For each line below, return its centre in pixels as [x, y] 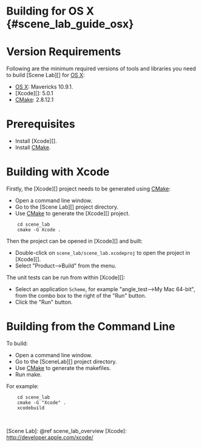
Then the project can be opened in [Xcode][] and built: [75, 241]
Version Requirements [64, 52]
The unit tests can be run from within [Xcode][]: [66, 277]
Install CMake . [33, 147]
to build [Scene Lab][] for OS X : [45, 75]
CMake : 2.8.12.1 [34, 100]
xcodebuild [31, 408]
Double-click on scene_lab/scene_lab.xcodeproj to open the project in [103, 253]
